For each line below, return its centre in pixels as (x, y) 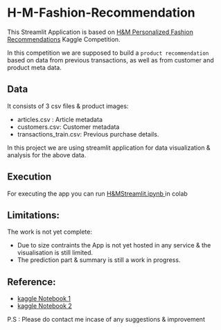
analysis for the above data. (47, 155)
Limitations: (34, 215)
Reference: (32, 282)
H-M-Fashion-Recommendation (101, 13)
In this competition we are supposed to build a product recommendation (108, 53)
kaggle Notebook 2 (45, 306)
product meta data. (35, 67)
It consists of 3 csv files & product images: (68, 106)
